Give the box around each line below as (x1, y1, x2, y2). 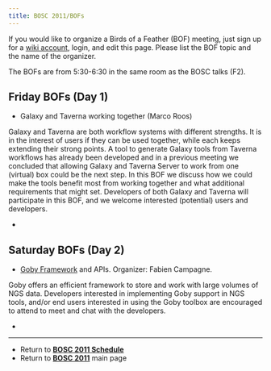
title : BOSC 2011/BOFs (8, 11, 85, 20)
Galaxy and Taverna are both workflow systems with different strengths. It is (8, 127, 262, 137)
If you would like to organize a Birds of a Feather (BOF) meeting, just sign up (8, 34, 262, 44)
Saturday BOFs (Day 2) (8, 243, 125, 256)
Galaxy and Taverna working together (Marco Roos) (19, 111, 193, 121)
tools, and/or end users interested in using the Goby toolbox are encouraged (8, 298, 263, 307)
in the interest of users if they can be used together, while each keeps (8, 135, 240, 145)
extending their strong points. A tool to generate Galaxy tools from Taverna (8, 144, 257, 154)
